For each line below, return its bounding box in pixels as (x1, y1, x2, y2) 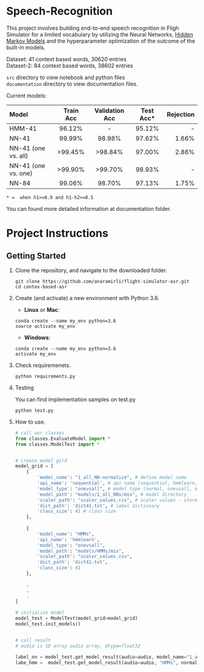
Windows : (24, 334, 50, 341)
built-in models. (6, 44, 46, 51)
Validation (94, 106, 124, 115)
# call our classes (15, 430, 65, 436)
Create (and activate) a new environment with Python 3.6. (15, 294, 160, 301)
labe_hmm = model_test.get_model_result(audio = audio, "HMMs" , (15, 659, 179, 666)
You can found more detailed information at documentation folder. (6, 205, 172, 212)
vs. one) (9, 169, 33, 177)
